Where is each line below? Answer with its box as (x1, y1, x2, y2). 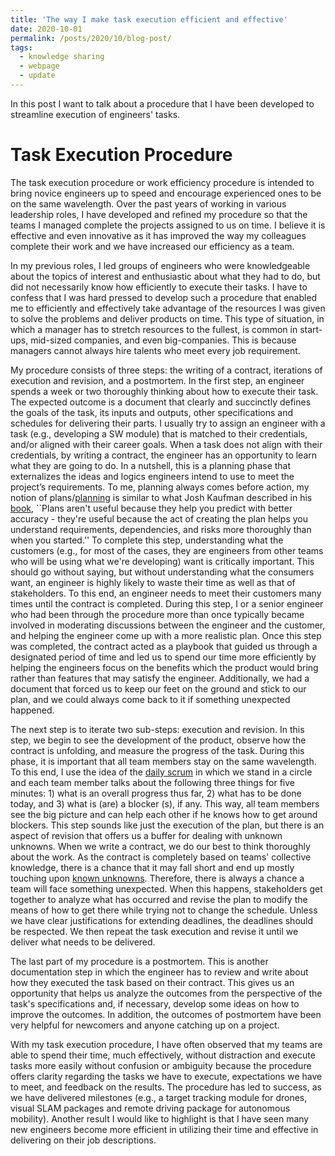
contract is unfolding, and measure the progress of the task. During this (10, 744, 305, 756)
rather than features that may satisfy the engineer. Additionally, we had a (10, 672, 310, 684)
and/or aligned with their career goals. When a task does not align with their (10, 438, 323, 450)
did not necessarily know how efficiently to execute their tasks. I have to (10, 281, 308, 293)
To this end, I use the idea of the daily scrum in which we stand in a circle (10, 766, 313, 778)
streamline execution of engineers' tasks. (10, 108, 181, 120)
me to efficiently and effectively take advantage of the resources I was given (10, 302, 326, 314)
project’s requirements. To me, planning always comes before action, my (10, 481, 310, 493)
